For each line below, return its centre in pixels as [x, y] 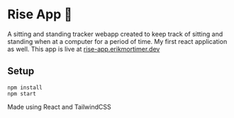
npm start [22, 94]
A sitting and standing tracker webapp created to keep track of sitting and [115, 34]
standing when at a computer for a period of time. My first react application [117, 41]
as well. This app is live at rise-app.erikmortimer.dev [84, 49]
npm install [25, 88]
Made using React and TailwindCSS [59, 107]
